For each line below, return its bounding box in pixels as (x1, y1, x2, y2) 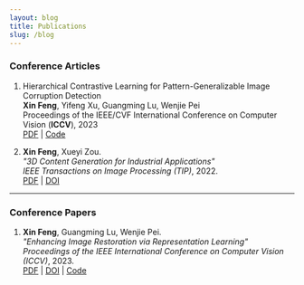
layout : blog (9, 13, 59, 23)
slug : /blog (9, 30, 54, 39)
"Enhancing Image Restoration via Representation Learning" (22, 236, 249, 247)
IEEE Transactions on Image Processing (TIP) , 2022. (22, 165, 219, 176)
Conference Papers (9, 205, 97, 218)
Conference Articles (9, 60, 101, 72)
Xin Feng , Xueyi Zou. (22, 146, 102, 157)
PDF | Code (22, 128, 66, 139)
